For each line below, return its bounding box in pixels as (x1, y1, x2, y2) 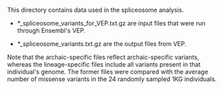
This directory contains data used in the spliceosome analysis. (7, 6, 184, 14)
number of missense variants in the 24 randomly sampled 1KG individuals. (7, 75, 217, 83)
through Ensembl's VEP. (17, 27, 86, 34)
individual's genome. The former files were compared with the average (7, 68, 209, 76)
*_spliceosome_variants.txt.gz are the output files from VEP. (17, 40, 187, 47)
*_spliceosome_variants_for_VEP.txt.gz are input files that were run (17, 19, 206, 27)
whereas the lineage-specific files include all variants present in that (7, 60, 201, 68)
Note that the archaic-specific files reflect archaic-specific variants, (7, 53, 200, 61)
